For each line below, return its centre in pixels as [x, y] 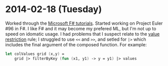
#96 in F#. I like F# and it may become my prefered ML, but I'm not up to [81, 28]
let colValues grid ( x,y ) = [35, 54]
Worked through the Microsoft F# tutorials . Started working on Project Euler [84, 23]
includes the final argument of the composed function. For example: [76, 44]
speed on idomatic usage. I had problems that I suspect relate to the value [82, 34]
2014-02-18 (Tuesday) [54, 9]
